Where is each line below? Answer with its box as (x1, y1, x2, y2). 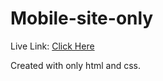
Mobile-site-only (10, 7, 154, 30)
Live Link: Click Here (10, 40, 95, 52)
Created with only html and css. (10, 59, 142, 71)
